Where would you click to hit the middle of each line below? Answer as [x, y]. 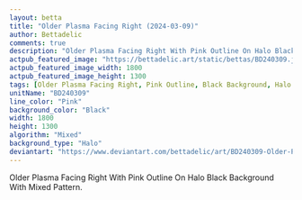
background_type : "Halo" [56, 143]
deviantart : [31, 151]
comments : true [38, 43]
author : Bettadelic [46, 34]
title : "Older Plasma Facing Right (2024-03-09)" [104, 26]
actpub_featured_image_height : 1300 [78, 77]
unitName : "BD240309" [50, 93]
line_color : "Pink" [46, 101]
